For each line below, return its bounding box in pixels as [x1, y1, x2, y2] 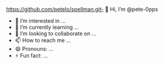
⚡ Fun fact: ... [14, 52, 48, 59]
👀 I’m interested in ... [14, 17, 66, 24]
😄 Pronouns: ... [14, 45, 54, 52]
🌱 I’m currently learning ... [14, 24, 79, 31]
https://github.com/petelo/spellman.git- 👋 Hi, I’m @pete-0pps [6, 6, 158, 13]
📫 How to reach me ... [14, 36, 71, 44]
